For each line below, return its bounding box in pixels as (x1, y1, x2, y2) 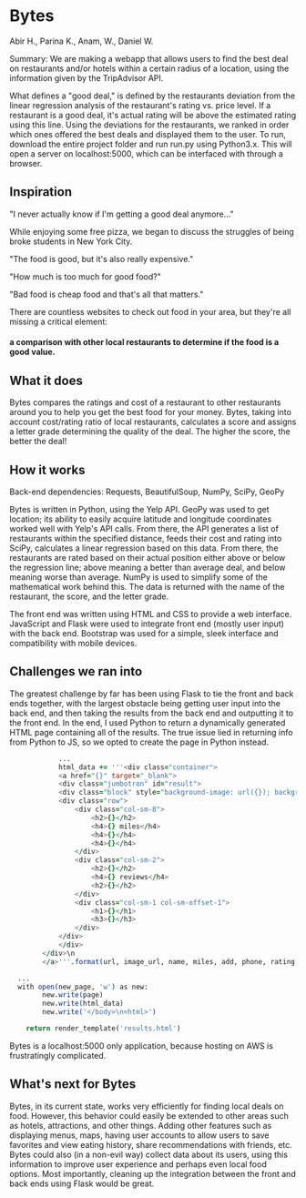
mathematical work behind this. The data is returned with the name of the (9, 581, 285, 592)
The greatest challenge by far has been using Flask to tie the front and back (9, 688, 294, 699)
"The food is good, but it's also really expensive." (9, 253, 194, 264)
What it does (9, 372, 84, 388)
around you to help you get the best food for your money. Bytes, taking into (9, 407, 291, 418)
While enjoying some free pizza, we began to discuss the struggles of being (9, 226, 294, 237)
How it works (9, 462, 86, 478)
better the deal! (9, 436, 67, 447)
